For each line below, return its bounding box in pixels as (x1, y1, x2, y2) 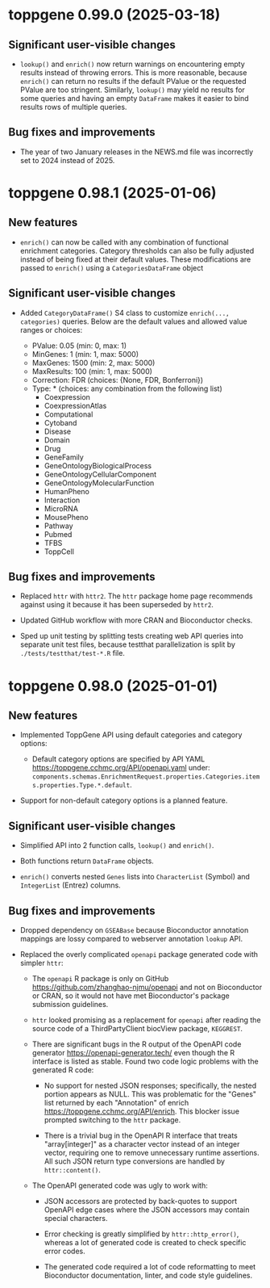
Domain (44, 434, 70, 445)
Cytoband (44, 417, 77, 427)
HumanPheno (44, 486, 90, 496)
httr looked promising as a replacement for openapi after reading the (31, 1015, 261, 1025)
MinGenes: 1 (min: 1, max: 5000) (31, 349, 139, 359)
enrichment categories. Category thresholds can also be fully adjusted (19, 245, 255, 255)
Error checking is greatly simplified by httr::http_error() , (44, 1229, 239, 1239)
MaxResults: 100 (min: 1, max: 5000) (31, 366, 153, 376)
